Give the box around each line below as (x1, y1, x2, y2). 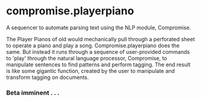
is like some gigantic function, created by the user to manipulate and (6, 67, 175, 74)
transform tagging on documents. (6, 74, 89, 81)
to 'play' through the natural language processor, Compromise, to (6, 54, 167, 62)
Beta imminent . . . (6, 88, 60, 97)
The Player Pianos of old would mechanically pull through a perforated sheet (6, 35, 195, 42)
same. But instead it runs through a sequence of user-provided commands (6, 48, 190, 55)
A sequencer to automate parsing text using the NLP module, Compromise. (6, 24, 191, 31)
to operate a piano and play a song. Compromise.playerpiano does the (6, 42, 180, 49)
